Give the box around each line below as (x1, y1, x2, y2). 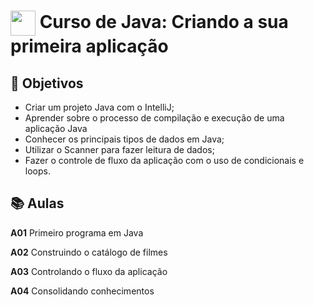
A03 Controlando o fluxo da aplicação (10, 265, 168, 277)
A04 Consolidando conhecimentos (10, 285, 155, 297)
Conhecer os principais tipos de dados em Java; (24, 133, 225, 145)
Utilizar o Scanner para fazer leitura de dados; (24, 144, 215, 155)
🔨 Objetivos (10, 75, 84, 92)
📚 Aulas (10, 195, 65, 212)
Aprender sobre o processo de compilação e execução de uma (24, 112, 285, 124)
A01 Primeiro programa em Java (10, 226, 144, 239)
